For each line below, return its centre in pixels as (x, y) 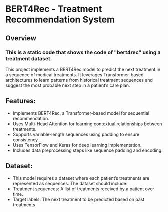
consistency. (26, 140)
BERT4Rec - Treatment (54, 9)
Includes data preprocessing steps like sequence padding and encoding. (88, 150)
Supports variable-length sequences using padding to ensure (76, 134)
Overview (21, 38)
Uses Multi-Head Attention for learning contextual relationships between (87, 124)
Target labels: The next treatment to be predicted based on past (78, 199)
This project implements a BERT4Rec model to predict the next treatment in (83, 69)
